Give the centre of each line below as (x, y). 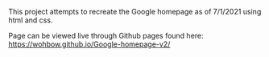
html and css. (31, 20)
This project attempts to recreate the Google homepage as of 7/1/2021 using (135, 12)
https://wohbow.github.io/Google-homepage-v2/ (89, 44)
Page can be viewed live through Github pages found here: (106, 36)
